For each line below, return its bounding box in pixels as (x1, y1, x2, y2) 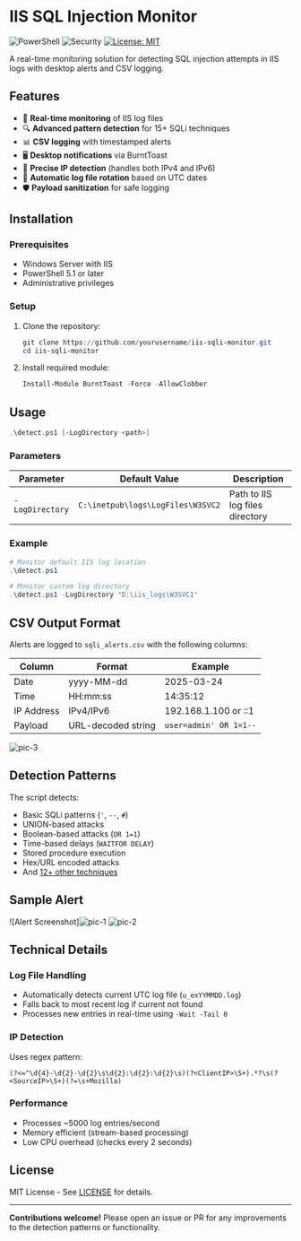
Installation (9, 212, 73, 227)
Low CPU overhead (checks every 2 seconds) (21, 1136, 193, 1147)
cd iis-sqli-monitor (21, 346, 99, 355)
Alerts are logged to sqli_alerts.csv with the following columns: (9, 638, 248, 649)
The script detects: (9, 792, 79, 803)
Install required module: (21, 362, 110, 373)
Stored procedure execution (21, 847, 126, 858)
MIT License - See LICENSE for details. (9, 1186, 154, 1197)
